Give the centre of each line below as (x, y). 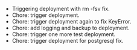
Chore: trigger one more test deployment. (64, 34)
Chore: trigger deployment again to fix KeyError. (72, 21)
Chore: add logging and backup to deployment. (71, 28)
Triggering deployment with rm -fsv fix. (61, 9)
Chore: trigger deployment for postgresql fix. (68, 41)
